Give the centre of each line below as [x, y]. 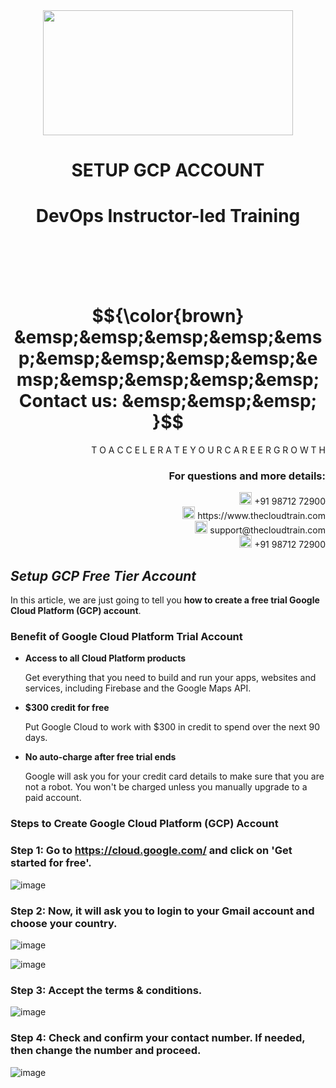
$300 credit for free [67, 708]
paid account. [53, 798]
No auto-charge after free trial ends [100, 757]
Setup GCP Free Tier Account [103, 575]
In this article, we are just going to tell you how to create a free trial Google [165, 600]
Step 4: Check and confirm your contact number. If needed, [158, 1038]
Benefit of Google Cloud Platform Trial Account [126, 637]
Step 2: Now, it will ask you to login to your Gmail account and [162, 911]
